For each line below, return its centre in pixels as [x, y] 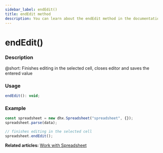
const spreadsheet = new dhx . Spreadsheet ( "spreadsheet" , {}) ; [69, 118]
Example [16, 108]
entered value [19, 73]
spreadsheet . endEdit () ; [29, 136]
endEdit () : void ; [23, 96]
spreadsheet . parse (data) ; [31, 123]
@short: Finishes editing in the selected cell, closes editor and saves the [77, 68]
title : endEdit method [28, 14]
